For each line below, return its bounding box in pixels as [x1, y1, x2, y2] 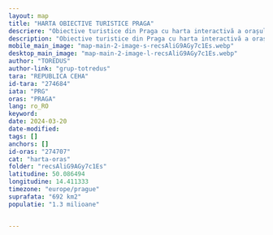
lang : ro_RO [8, 102, 49, 110]
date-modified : [8, 125, 60, 133]
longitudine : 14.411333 [8, 177, 89, 186]
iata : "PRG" [8, 87, 49, 96]
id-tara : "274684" [8, 79, 71, 88]
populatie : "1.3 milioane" [8, 200, 100, 208]
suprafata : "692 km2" [8, 192, 82, 201]
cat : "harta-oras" [8, 155, 71, 163]
